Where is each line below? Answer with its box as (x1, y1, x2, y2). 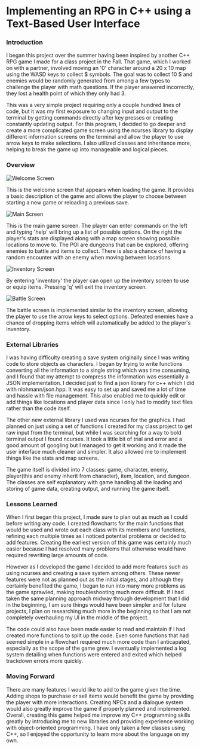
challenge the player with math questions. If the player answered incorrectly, (6, 84, 195, 91)
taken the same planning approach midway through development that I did (6, 595, 189, 602)
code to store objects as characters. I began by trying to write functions (6, 360, 183, 368)
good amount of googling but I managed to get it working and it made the (6, 442, 187, 449)
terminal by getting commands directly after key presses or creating (6, 114, 173, 121)
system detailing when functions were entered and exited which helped (6, 651, 182, 658)
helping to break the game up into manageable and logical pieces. (6, 146, 169, 153)
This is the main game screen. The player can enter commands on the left (6, 222, 188, 229)
